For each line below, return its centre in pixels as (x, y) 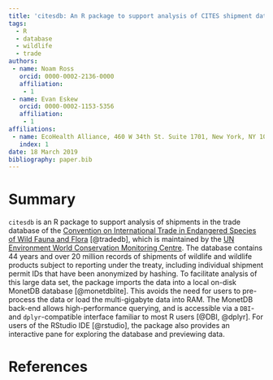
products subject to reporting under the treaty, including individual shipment (136, 266)
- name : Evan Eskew (45, 99)
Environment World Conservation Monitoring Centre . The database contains (135, 248)
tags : (17, 24)
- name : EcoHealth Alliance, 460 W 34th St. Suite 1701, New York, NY (134, 136)
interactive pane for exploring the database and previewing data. (117, 335)
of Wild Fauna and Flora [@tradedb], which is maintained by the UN (121, 240)
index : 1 (34, 144)
